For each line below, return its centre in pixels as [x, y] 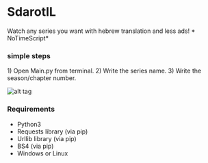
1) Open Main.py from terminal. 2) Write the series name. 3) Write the [104, 71]
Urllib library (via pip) [47, 138]
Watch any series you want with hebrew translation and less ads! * [101, 31]
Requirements [31, 109]
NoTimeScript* [28, 38]
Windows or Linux [42, 153]
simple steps [29, 55]
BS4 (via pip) [35, 146]
